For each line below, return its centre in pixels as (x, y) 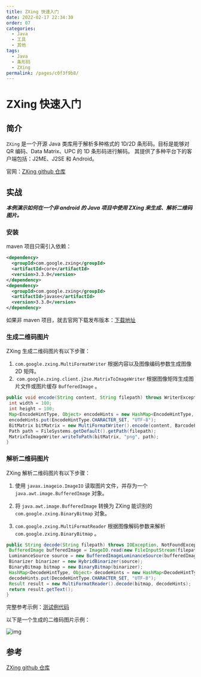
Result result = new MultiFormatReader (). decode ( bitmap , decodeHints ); (100, 584)
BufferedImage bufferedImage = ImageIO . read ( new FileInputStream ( (93, 550)
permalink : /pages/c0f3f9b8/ (42, 73)
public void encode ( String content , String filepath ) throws (84, 398)
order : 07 (19, 23)
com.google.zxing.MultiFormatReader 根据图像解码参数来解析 (90, 526)
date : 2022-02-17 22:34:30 (40, 17)
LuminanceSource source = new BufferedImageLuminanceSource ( (86, 556)
